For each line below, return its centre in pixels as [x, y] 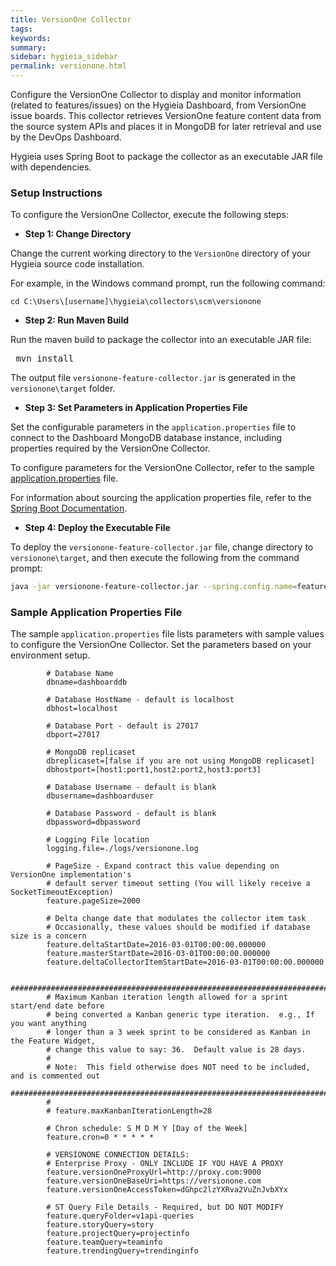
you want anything [48, 1024]
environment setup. [50, 655]
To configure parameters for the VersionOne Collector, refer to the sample [162, 468]
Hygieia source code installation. [77, 264]
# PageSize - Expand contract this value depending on [163, 866]
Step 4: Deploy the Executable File [97, 528]
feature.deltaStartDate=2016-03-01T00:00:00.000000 [156, 945]
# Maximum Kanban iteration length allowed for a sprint [167, 997]
